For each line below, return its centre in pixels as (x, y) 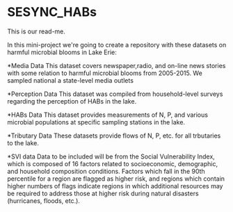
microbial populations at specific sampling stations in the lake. (96, 122)
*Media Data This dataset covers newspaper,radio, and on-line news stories (116, 65)
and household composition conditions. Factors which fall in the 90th (106, 171)
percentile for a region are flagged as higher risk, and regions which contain (116, 179)
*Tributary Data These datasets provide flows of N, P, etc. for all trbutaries (114, 136)
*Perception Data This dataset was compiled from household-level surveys (115, 94)
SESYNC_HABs (52, 12)
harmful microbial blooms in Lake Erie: (62, 52)
